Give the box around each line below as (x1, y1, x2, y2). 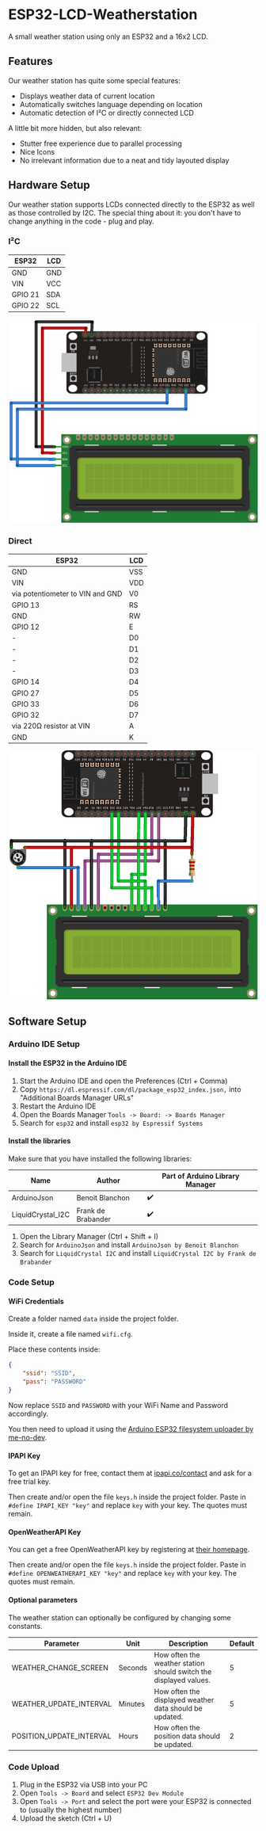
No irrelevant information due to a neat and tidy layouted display (19, 155, 230, 165)
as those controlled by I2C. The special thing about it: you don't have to (8, 208, 241, 217)
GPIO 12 (11, 622, 40, 631)
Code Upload (8, 1761, 59, 1772)
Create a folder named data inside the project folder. (8, 1314, 179, 1324)
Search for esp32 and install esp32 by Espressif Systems (19, 1118, 203, 1127)
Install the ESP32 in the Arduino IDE (8, 1059, 127, 1067)
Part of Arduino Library (161, 1171, 240, 1181)
